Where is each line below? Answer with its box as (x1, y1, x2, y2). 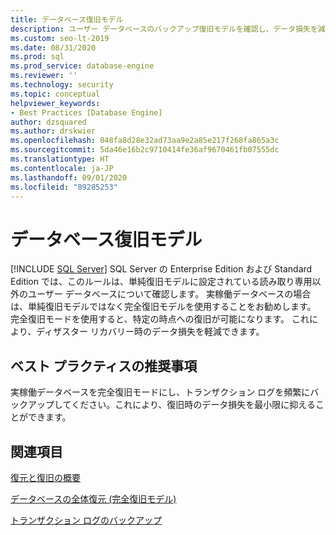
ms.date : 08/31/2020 (10, 42, 97, 53)
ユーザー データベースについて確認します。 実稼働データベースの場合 (27, 288, 312, 300)
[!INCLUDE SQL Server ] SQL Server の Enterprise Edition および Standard (10, 263, 313, 275)
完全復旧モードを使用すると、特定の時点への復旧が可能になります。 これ (10, 313, 310, 325)
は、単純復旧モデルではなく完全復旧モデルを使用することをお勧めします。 (10, 301, 317, 313)
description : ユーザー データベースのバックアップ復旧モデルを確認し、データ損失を (10, 24, 318, 34)
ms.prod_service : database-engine (10, 61, 155, 71)
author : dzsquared (10, 117, 87, 127)
